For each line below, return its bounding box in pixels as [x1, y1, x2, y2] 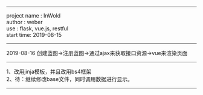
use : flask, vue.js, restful [6, 25, 68, 32]
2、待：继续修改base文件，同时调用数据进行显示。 [6, 76, 133, 82]
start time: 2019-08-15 [6, 31, 62, 38]
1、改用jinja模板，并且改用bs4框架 [6, 68, 92, 75]
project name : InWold [6, 12, 61, 19]
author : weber [6, 19, 43, 25]
